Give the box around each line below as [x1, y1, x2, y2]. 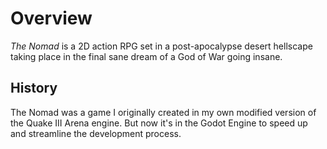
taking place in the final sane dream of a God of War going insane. [10, 50, 283, 62]
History [10, 80, 58, 97]
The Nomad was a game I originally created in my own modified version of [10, 106, 317, 118]
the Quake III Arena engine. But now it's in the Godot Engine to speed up [10, 117, 308, 129]
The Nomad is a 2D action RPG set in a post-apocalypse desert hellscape [10, 40, 313, 52]
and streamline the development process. [10, 127, 182, 139]
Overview [10, 7, 93, 30]
